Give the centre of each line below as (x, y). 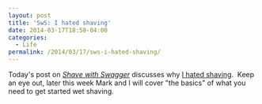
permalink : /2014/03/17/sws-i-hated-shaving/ (84, 52)
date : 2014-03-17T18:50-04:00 (58, 30)
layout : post (30, 15)
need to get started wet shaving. (61, 91)
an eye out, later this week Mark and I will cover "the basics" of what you (127, 83)
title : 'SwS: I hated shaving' (60, 23)
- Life (26, 45)
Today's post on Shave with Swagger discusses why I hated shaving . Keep (131, 74)
